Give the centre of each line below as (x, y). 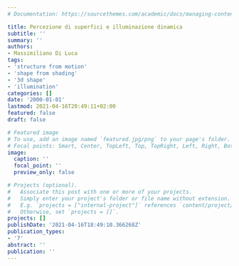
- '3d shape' (27, 80)
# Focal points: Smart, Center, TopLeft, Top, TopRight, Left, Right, (114, 146)
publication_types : (36, 232)
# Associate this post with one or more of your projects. (100, 192)
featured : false (31, 113)
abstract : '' (27, 245)
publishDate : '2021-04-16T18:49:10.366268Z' (74, 225)
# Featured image (33, 133)
